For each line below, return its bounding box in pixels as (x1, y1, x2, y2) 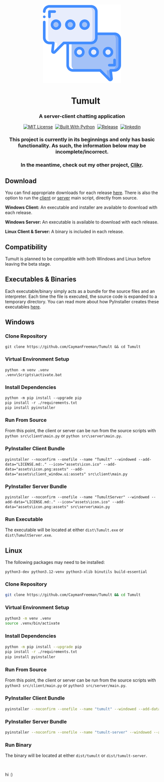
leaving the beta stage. (5, 261, 51, 267)
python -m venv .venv (5, 367, 49, 372)
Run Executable (5, 515, 43, 522)
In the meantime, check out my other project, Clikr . (20, 162, 143, 169)
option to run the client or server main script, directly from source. (5, 195, 138, 201)
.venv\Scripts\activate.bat (5, 372, 62, 377)
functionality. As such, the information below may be (18, 142, 146, 149)
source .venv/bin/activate (5, 621, 60, 626)
